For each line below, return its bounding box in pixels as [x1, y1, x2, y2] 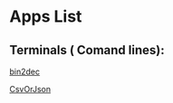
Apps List [9, 6, 82, 27]
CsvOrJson [9, 84, 52, 94]
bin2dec [9, 66, 41, 77]
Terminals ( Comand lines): [9, 42, 165, 58]
